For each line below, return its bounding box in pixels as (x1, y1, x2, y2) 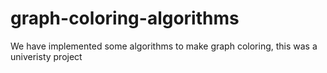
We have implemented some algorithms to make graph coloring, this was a (10, 40, 318, 52)
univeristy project (10, 50, 83, 62)
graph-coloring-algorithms (10, 7, 240, 30)
